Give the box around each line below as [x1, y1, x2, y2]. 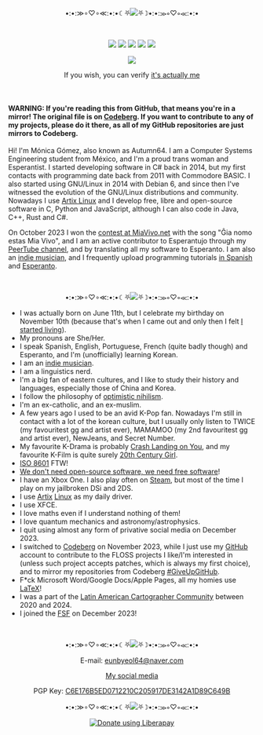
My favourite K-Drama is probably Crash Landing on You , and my [19, 442, 230, 452]
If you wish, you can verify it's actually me [64, 71, 200, 79]
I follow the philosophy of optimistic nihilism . [19, 392, 163, 401]
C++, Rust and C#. [8, 213, 68, 222]
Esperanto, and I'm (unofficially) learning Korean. [19, 350, 178, 360]
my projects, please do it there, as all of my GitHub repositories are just [8, 120, 244, 130]
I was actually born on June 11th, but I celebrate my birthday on [19, 309, 225, 318]
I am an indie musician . [19, 358, 94, 368]
